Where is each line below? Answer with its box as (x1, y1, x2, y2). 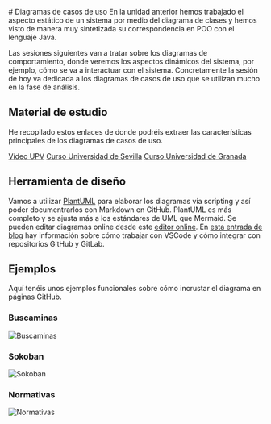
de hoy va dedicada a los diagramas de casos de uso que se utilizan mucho (8, 74, 261, 83)
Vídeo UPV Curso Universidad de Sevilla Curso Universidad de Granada (8, 151, 247, 160)
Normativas (8, 389, 56, 400)
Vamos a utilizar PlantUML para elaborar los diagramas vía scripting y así (8, 196, 251, 206)
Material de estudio (8, 106, 108, 119)
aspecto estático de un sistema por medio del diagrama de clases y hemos (8, 15, 257, 25)
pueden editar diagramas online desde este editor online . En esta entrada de (8, 222, 263, 231)
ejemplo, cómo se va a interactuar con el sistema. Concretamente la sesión (8, 65, 258, 75)
